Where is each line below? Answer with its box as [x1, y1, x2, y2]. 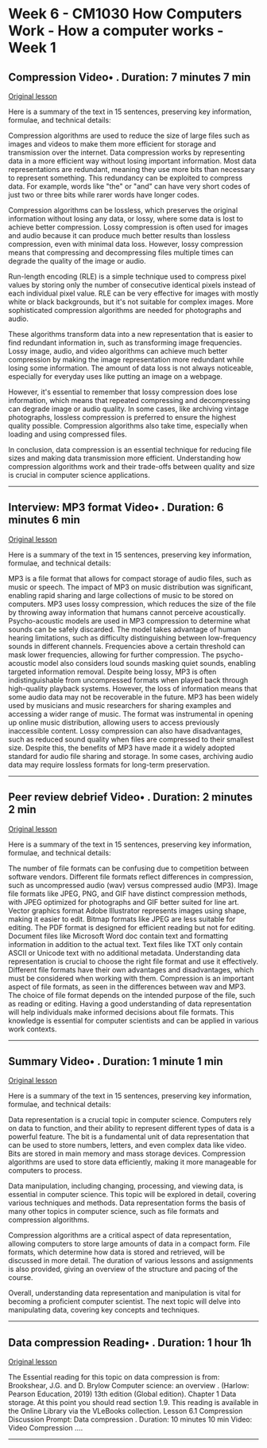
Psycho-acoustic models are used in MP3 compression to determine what [8, 616, 251, 625]
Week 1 [8, 39, 56, 57]
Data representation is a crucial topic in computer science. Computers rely [8, 1115, 252, 1125]
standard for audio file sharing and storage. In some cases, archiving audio [8, 751, 254, 761]
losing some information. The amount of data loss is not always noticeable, [8, 363, 253, 373]
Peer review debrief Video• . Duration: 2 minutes [8, 790, 253, 804]
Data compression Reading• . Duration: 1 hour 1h [8, 1336, 252, 1349]
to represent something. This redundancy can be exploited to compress [8, 173, 243, 182]
